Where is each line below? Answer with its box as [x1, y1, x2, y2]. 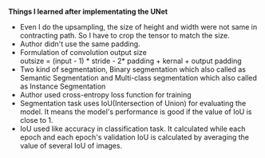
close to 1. [19, 116, 53, 124]
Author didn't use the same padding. [19, 39, 141, 49]
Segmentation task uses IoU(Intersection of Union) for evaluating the [19, 99, 247, 108]
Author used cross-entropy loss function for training [19, 90, 192, 99]
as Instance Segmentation [19, 81, 106, 91]
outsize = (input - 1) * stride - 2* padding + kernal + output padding [19, 56, 242, 65]
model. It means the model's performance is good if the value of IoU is [19, 107, 252, 117]
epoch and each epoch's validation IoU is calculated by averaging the [19, 132, 250, 142]
